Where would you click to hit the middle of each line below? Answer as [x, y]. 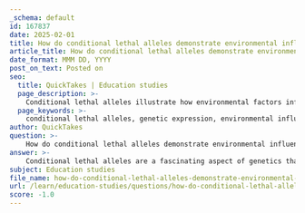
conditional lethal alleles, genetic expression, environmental [150, 119]
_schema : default [42, 18]
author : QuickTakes [46, 128]
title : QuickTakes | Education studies [93, 85]
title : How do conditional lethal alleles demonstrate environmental [144, 43]
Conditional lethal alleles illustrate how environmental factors [154, 102]
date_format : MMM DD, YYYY [60, 60]
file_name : [30, 178]
